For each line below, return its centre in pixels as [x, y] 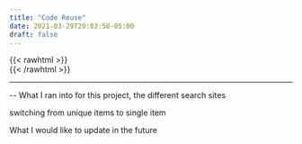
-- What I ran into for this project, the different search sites [118, 95]
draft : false [34, 34]
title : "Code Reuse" [48, 18]
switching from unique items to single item [88, 112]
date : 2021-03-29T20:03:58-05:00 [72, 26]
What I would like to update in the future [83, 130]
